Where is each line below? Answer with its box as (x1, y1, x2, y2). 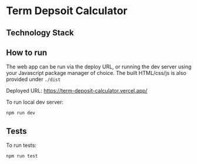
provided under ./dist (6, 76, 61, 83)
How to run (6, 47, 48, 57)
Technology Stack (6, 28, 74, 38)
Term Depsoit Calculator (6, 4, 128, 18)
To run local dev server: (6, 99, 64, 106)
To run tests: (6, 142, 36, 149)
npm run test (6, 153, 38, 159)
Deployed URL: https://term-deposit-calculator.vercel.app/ (6, 87, 148, 94)
